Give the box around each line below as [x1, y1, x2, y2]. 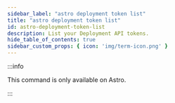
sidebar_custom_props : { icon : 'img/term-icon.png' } [7, 43, 169, 50]
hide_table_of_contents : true [7, 36, 96, 43]
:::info [7, 62, 24, 70]
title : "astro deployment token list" [7, 17, 121, 24]
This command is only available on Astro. [7, 76, 127, 84]
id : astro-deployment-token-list [7, 23, 105, 30]
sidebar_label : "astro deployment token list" [7, 10, 146, 18]
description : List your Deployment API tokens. [7, 29, 150, 37]
